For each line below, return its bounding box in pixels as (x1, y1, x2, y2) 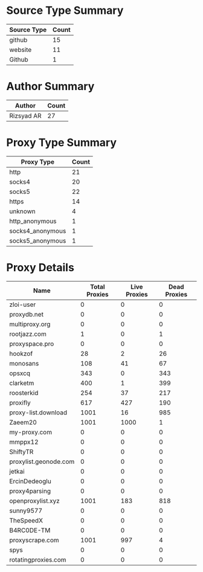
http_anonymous (9, 217, 57, 225)
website (9, 45, 32, 54)
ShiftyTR (9, 448, 34, 456)
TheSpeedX (9, 516, 43, 524)
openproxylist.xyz (9, 496, 60, 505)
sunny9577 (9, 506, 43, 515)
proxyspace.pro (9, 339, 54, 348)
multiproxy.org (9, 320, 51, 328)
